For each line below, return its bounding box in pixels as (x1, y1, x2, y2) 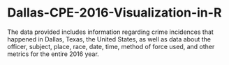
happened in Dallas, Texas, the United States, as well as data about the (7, 35, 212, 43)
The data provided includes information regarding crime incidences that (7, 28, 214, 36)
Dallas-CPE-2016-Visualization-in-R (7, 5, 222, 21)
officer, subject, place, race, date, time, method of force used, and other (7, 42, 215, 50)
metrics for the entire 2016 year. (7, 50, 99, 58)
